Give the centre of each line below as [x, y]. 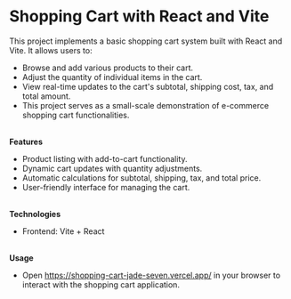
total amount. [46, 96]
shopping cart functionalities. [76, 115]
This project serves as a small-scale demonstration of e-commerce [145, 105]
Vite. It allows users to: [51, 50]
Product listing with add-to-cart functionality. [105, 158]
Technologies [35, 214]
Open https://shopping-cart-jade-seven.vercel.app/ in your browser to [151, 275]
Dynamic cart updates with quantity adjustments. [112, 168]
